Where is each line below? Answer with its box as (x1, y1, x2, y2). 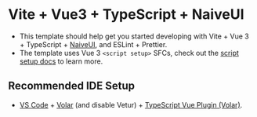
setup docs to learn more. (19, 57, 103, 66)
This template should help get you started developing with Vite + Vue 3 (19, 31, 249, 41)
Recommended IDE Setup (8, 79, 136, 93)
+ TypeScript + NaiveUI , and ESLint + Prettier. (19, 39, 168, 49)
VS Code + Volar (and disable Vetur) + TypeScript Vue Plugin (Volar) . (19, 100, 243, 109)
